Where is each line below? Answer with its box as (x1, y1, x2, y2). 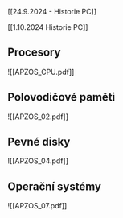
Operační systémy (7, 179, 102, 193)
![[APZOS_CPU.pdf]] (7, 67, 75, 76)
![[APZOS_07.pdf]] (7, 201, 68, 211)
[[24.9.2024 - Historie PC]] (7, 7, 97, 16)
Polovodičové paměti (7, 90, 116, 104)
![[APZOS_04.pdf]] (7, 156, 69, 166)
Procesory (7, 46, 61, 60)
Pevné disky (7, 135, 71, 149)
